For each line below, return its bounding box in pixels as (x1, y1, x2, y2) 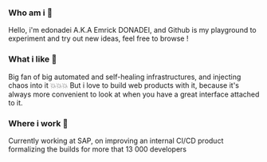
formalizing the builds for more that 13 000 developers (8, 144, 187, 154)
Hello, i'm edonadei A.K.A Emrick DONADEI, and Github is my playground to (8, 26, 257, 35)
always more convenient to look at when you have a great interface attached (8, 89, 260, 99)
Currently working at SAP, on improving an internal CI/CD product (8, 136, 224, 145)
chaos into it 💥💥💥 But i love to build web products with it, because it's (8, 80, 239, 90)
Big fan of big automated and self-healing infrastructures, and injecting (8, 72, 241, 81)
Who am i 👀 (8, 7, 53, 18)
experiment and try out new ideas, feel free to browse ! (8, 34, 189, 43)
